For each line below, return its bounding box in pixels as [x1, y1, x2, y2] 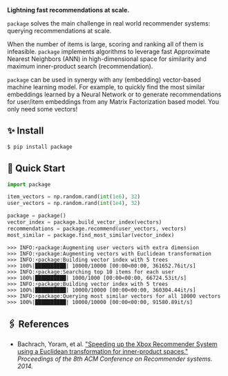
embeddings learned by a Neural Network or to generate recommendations [7, 90, 222, 98]
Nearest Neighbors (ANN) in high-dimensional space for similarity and [7, 55, 207, 63]
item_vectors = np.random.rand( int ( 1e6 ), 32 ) [7, 193, 140, 200]
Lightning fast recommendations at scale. [7, 6, 130, 14]
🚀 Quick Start [7, 163, 66, 174]
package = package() [7, 213, 67, 220]
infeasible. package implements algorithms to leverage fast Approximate [7, 48, 211, 55]
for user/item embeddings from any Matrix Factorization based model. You [7, 98, 220, 106]
